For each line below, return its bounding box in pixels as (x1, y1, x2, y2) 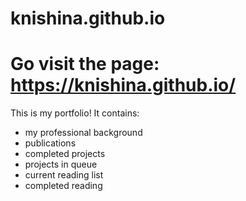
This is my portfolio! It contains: (10, 107, 140, 119)
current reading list (24, 169, 104, 181)
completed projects (24, 148, 106, 160)
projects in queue (24, 158, 98, 171)
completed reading (24, 180, 103, 192)
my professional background (24, 127, 143, 139)
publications (24, 137, 77, 149)
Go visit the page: (10, 53, 160, 76)
